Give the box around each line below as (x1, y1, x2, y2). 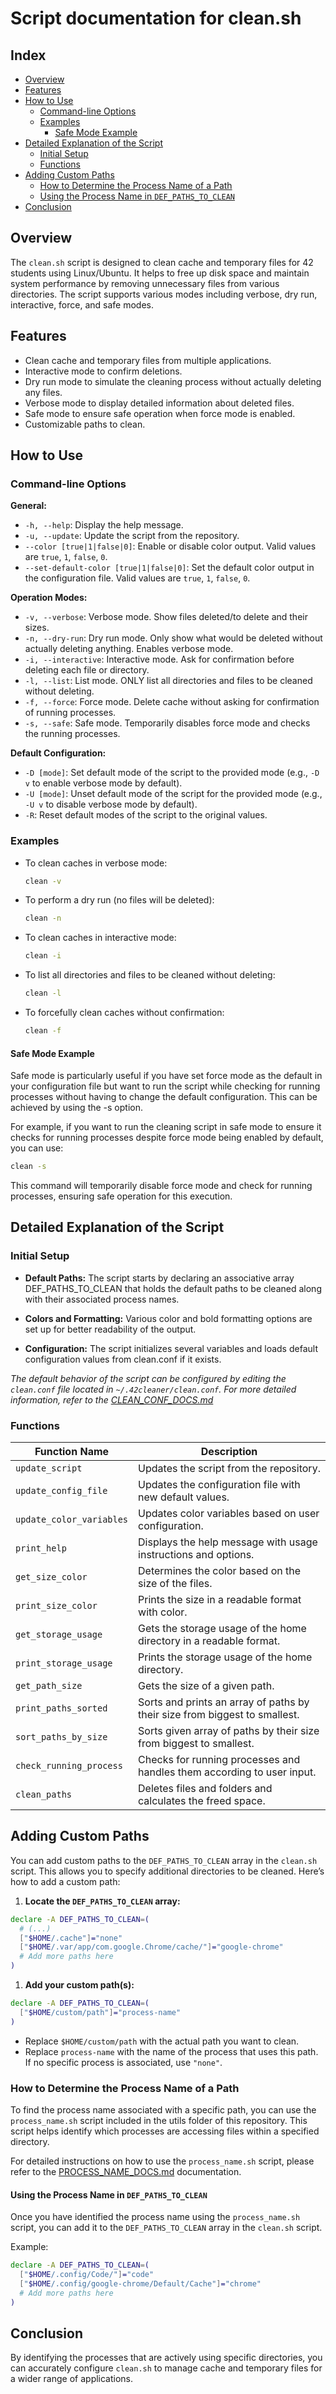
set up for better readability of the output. (24, 1323, 197, 1335)
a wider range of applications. (10, 2373, 134, 2385)
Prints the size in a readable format (138, 1593, 302, 1607)
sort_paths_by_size (15, 1732, 108, 1743)
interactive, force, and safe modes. (10, 298, 155, 311)
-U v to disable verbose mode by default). (24, 798, 198, 811)
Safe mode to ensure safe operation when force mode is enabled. (24, 407, 296, 419)
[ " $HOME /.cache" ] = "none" (19, 1933, 123, 1943)
